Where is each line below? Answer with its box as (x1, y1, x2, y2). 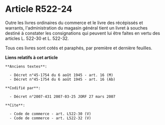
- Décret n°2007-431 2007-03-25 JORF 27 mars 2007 (9, 94, 116, 99)
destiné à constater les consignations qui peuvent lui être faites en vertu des (5, 30, 160, 36)
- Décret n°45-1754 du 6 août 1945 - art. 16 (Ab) (9, 77, 116, 82)
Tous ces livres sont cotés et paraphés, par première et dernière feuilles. (5, 45, 153, 51)
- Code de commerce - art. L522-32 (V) (9, 116, 92, 121)
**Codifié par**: (5, 85, 41, 91)
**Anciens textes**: (5, 64, 48, 69)
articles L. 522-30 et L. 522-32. (5, 35, 69, 41)
